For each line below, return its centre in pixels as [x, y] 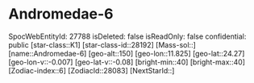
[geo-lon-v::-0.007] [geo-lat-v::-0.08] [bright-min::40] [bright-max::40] [127, 62]
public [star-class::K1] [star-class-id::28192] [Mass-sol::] [102, 44]
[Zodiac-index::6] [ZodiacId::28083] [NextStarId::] [92, 70]
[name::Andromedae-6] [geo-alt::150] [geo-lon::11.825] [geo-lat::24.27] [127, 53]
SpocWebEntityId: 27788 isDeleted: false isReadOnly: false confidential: [127, 36]
